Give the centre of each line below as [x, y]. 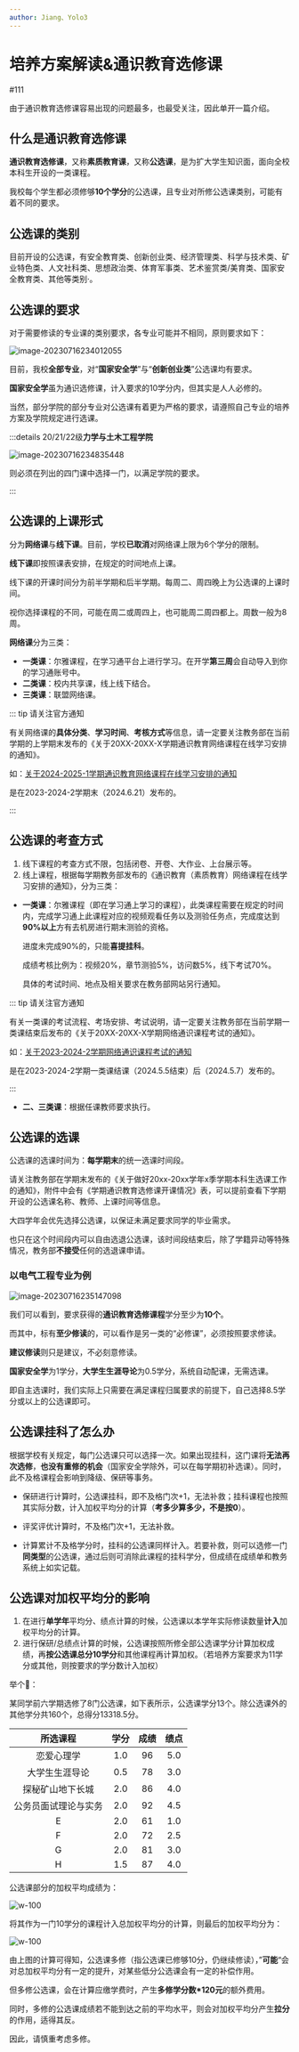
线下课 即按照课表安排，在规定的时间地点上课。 [95, 563]
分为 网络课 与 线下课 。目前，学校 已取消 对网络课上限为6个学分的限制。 [137, 544]
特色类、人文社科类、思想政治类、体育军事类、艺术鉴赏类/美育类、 [139, 268]
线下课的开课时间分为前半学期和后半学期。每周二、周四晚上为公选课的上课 [145, 582]
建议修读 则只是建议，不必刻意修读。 [76, 1352]
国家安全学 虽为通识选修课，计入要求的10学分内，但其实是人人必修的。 [138, 388]
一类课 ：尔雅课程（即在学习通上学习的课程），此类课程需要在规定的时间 [153, 904]
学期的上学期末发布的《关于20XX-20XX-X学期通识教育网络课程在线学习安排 [148, 743]
